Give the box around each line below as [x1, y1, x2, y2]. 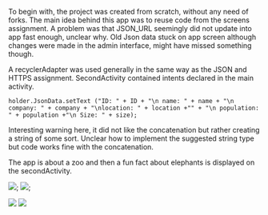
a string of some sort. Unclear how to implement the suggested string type [8, 133, 254, 143]
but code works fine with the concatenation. [8, 142, 154, 151]
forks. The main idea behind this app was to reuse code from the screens [8, 15, 250, 25]
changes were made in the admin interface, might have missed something [8, 41, 252, 50]
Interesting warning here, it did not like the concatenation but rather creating [8, 125, 260, 134]
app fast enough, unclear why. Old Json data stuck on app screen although [8, 32, 257, 42]
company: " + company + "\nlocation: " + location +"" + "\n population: [8, 104, 260, 112]
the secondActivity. [8, 166, 72, 175]
